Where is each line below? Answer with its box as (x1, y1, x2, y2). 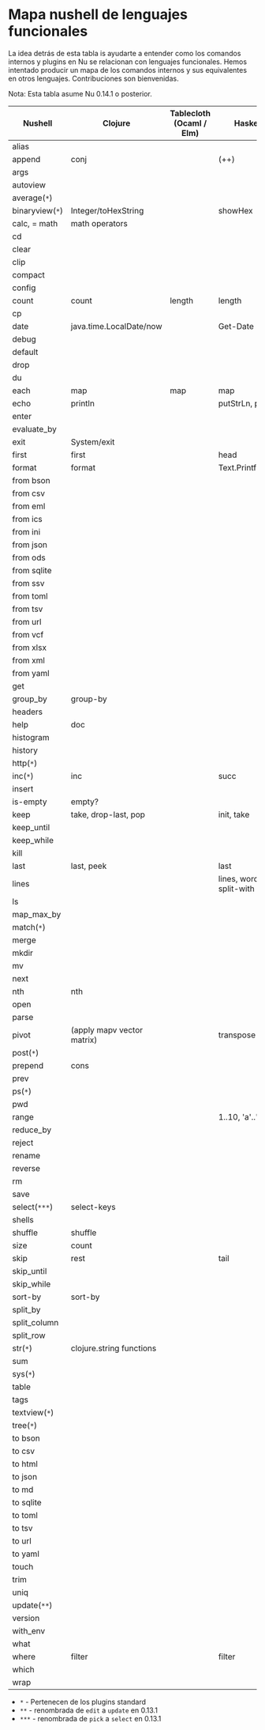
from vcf (12, 629, 44, 640)
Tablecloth (169, 108, 211, 119)
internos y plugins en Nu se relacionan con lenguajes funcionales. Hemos (8, 57, 247, 66)
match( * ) (12, 921, 46, 932)
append (12, 153, 41, 164)
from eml (12, 500, 46, 512)
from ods (12, 552, 46, 563)
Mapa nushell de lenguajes (8, 6, 188, 24)
